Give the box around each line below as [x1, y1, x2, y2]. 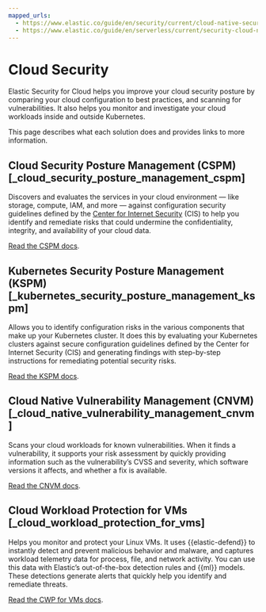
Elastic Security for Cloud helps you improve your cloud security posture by [8, 86, 255, 96]
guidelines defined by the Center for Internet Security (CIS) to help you [8, 209, 240, 219]
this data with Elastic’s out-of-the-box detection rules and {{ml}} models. [8, 562, 245, 572]
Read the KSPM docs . [8, 371, 79, 381]
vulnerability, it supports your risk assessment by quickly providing [8, 449, 226, 458]
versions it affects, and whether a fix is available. [8, 465, 168, 475]
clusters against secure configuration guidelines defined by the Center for [8, 339, 249, 349]
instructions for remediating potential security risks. [8, 356, 177, 365]
